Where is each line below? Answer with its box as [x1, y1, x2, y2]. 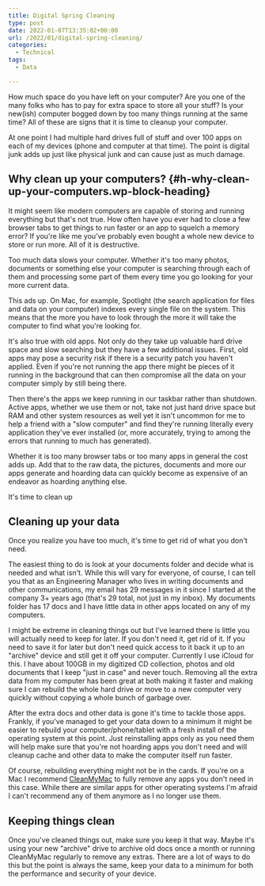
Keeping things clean [8, 814, 115, 827]
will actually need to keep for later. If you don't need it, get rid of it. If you [8, 634, 245, 643]
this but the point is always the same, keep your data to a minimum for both [8, 861, 254, 870]
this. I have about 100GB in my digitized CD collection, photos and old [8, 659, 235, 669]
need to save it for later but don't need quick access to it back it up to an [8, 642, 245, 652]
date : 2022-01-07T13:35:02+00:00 [8, 26, 119, 34]
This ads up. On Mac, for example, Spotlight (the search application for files [8, 295, 255, 305]
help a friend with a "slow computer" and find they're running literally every [8, 419, 254, 428]
